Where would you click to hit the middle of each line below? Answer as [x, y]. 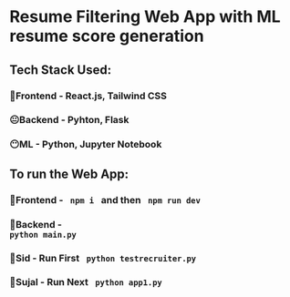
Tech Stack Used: [61, 70]
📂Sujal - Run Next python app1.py [86, 282]
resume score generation [107, 36]
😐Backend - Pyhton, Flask [69, 120]
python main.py [43, 235]
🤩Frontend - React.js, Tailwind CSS [88, 96]
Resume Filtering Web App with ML [145, 17]
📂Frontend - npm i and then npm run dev [105, 200]
